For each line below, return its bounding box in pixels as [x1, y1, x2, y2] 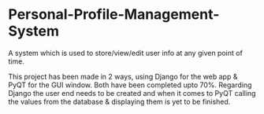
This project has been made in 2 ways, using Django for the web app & [8, 72, 238, 81]
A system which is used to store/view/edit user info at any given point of [8, 48, 243, 57]
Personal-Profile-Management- [8, 6, 220, 24]
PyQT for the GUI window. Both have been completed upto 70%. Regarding [8, 80, 252, 90]
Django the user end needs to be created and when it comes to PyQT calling [8, 88, 256, 97]
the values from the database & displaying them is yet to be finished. [8, 97, 231, 106]
